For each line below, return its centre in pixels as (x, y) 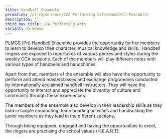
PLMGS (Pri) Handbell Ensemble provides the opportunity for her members (82, 43)
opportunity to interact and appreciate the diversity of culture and (73, 90)
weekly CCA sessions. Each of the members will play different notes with (80, 59)
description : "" (22, 19)
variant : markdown (24, 29)
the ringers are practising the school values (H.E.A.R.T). (63, 131)
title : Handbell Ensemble (32, 10)
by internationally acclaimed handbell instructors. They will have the (75, 85)
